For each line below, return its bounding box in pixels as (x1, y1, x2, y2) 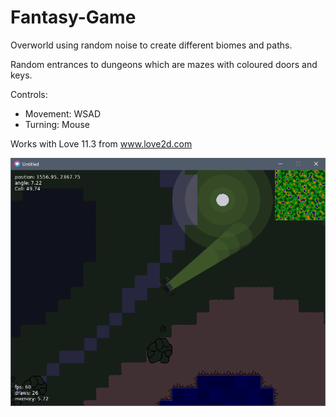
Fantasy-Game (10, 6, 137, 29)
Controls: (10, 88, 48, 100)
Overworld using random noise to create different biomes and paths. (10, 39, 293, 51)
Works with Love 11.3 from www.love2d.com (10, 137, 193, 150)
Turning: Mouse (24, 118, 90, 130)
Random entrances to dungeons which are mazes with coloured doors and (10, 58, 318, 70)
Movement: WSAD (24, 107, 102, 120)
